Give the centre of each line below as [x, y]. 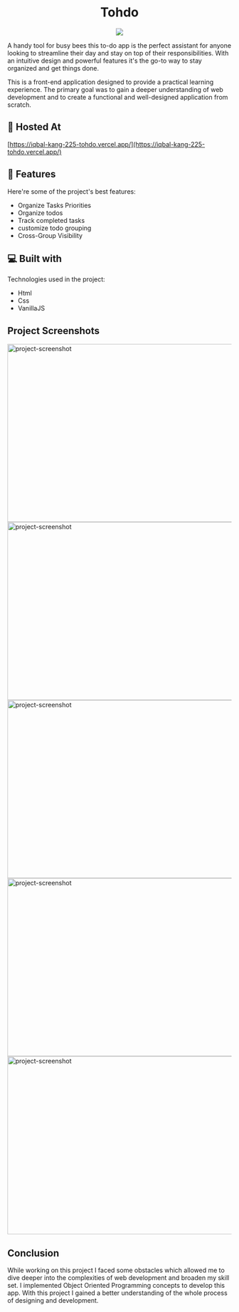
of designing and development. [53, 1300]
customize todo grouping [54, 228]
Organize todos [40, 213]
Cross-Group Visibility [50, 235]
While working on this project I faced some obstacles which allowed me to [116, 1270]
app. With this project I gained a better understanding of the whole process [117, 1293]
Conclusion [33, 1253]
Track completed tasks [51, 220]
